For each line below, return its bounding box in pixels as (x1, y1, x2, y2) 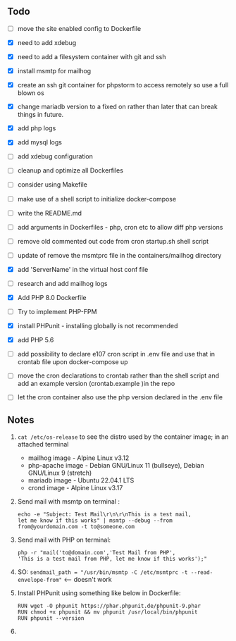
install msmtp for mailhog (17, 67, 92, 75)
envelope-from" (17, 577, 63, 584)
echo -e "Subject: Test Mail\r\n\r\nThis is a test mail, (17, 511, 192, 518)
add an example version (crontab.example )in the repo (17, 380, 175, 388)
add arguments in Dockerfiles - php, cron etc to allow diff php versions (17, 223, 223, 231)
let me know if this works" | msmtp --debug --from (17, 517, 173, 524)
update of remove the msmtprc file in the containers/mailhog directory (17, 251, 222, 259)
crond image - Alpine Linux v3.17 (27, 484, 123, 492)
